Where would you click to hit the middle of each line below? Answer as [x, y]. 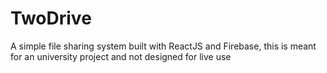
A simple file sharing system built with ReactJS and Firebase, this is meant [163, 46]
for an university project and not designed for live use [121, 56]
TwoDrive [51, 18]
